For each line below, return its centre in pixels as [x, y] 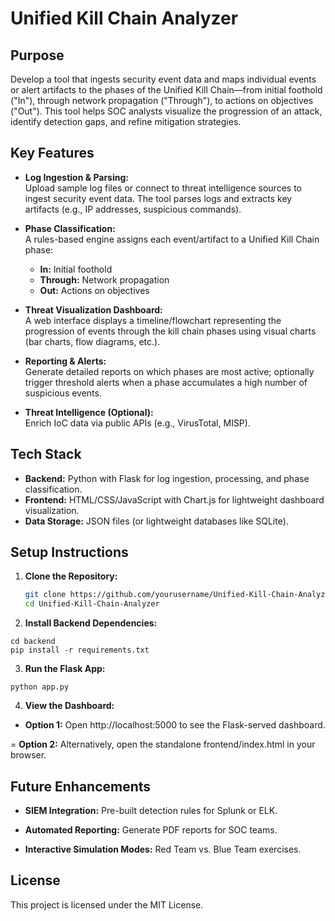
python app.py [40, 687]
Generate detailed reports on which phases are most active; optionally [169, 371]
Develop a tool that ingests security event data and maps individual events [163, 79]
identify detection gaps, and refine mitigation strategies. [126, 121]
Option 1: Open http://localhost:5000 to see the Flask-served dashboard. [175, 725]
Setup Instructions [69, 552]
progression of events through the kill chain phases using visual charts [170, 331]
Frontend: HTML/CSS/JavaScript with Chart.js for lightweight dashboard [174, 499]
